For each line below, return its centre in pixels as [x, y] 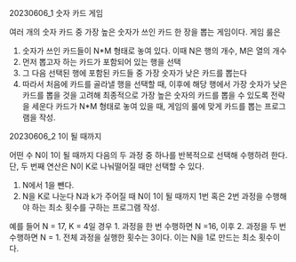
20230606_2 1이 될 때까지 [56, 136]
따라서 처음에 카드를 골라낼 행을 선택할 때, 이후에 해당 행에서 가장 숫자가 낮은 [155, 84]
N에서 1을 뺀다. [48, 185]
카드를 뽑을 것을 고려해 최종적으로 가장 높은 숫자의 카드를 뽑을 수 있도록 [145, 95]
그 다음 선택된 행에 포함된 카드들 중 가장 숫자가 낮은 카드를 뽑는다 [134, 73]
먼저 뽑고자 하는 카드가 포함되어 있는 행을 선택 [101, 62]
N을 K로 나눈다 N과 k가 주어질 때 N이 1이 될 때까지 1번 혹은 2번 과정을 [143, 196]
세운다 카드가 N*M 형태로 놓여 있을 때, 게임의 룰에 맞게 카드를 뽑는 [147, 106]
